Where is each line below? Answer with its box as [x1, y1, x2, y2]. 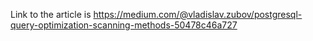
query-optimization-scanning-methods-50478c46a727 [10, 19, 238, 31]
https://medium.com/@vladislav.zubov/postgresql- [93, 9, 303, 20]
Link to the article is [10, 9, 92, 20]
